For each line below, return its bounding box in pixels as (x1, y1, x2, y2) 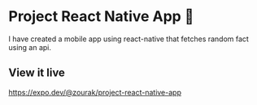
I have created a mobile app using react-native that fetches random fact (8, 34, 250, 44)
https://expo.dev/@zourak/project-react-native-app (8, 87, 181, 97)
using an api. (8, 42, 51, 52)
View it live (8, 66, 65, 80)
